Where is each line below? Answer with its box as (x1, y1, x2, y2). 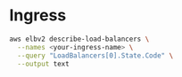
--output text (17, 59, 70, 68)
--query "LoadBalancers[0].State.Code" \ (17, 50, 174, 60)
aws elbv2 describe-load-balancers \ (9, 35, 150, 43)
